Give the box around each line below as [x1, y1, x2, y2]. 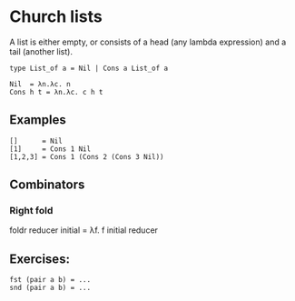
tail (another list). [9, 45, 73, 56]
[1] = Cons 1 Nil [9, 144, 92, 154]
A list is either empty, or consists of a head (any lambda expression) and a [9, 36, 287, 47]
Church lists [9, 6, 103, 27]
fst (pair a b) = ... [9, 276, 92, 285]
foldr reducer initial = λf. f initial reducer [9, 225, 159, 236]
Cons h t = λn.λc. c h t [9, 87, 103, 96]
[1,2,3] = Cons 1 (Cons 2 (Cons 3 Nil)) [9, 152, 165, 161]
